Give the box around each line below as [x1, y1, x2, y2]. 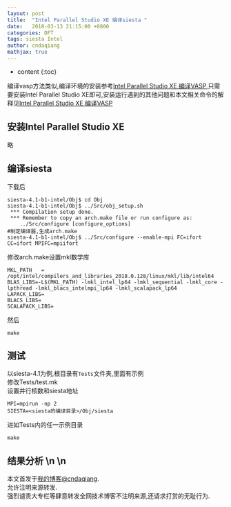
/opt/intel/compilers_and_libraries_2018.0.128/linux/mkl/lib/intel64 [7, 272, 214, 279]
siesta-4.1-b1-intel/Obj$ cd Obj [7, 196, 103, 203]
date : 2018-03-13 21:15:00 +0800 [7, 23, 110, 30]
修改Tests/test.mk [7, 378, 58, 386]
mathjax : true [7, 49, 48, 56]
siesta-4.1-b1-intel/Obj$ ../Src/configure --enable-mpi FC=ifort [7, 234, 202, 241]
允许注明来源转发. [7, 484, 58, 492]
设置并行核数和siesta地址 [7, 387, 79, 395]
